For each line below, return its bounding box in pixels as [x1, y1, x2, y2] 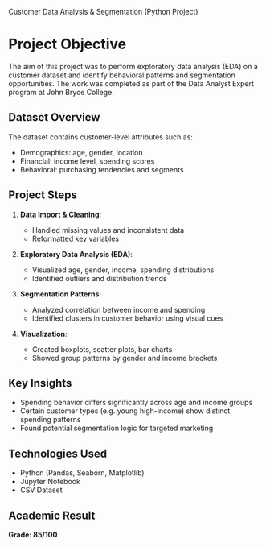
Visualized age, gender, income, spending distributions [31, 265, 215, 275]
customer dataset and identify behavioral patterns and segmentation [8, 70, 235, 80]
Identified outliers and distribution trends [31, 273, 167, 283]
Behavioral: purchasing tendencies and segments [19, 164, 184, 174]
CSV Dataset [19, 485, 63, 495]
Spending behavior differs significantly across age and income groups [19, 398, 253, 408]
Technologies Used [8, 446, 107, 460]
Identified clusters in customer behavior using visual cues [31, 313, 223, 323]
